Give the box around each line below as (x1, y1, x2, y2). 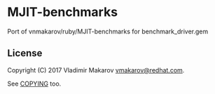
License (7, 47, 43, 59)
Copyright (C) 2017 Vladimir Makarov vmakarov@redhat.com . (7, 65, 185, 74)
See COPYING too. (7, 79, 62, 88)
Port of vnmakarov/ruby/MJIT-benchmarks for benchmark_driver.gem (7, 27, 209, 36)
